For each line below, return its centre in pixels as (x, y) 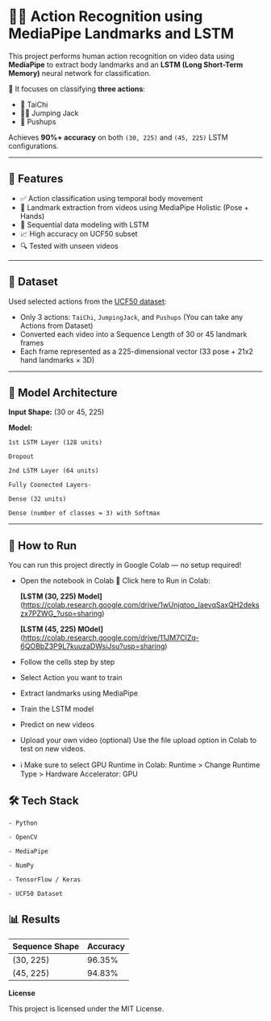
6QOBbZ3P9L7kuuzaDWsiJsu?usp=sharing (92, 646)
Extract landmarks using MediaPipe (79, 693)
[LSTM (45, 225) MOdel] (61, 629)
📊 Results (34, 920)
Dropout (21, 457)
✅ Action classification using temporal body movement (111, 198)
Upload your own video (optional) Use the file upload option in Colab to (138, 740)
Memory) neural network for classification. (80, 73)
